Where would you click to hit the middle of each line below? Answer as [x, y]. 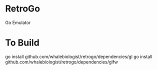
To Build [22, 43]
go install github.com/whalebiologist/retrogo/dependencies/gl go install [79, 56]
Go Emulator [18, 22]
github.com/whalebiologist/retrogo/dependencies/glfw [62, 62]
